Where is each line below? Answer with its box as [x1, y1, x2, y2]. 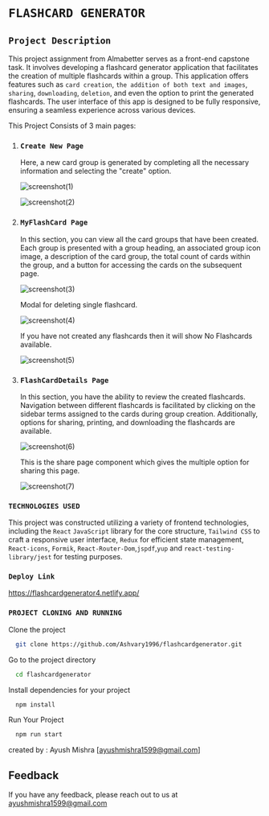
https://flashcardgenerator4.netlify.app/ [8, 588, 140, 598]
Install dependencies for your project [8, 685, 131, 694]
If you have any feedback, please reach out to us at [8, 790, 178, 800]
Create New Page [19, 141, 84, 150]
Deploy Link [8, 572, 55, 581]
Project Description [8, 35, 112, 46]
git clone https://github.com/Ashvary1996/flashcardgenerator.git [15, 640, 243, 649]
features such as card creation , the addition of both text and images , [8, 80, 248, 89]
